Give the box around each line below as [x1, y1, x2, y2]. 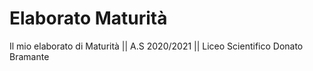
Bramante [9, 50, 50, 62]
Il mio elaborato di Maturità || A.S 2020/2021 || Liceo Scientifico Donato [9, 40, 304, 52]
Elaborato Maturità [9, 7, 168, 30]
